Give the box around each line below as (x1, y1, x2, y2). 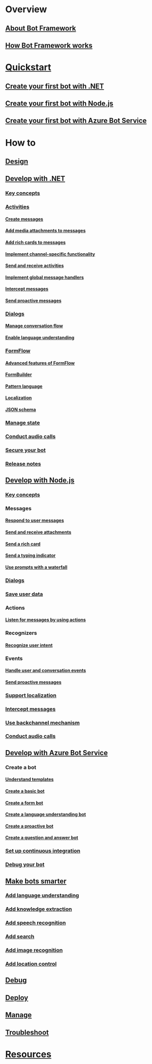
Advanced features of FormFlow (5, 360, 75, 366)
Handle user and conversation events (5, 668, 86, 674)
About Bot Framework (5, 24, 76, 33)
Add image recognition (5, 947, 63, 954)
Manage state (5, 419, 40, 426)
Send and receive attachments (5, 529, 72, 535)
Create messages (5, 216, 43, 222)
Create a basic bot (5, 788, 45, 794)
